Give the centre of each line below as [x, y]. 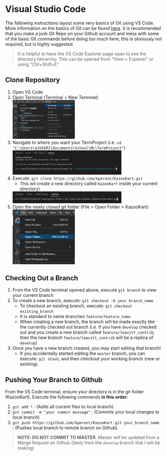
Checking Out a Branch [42, 278]
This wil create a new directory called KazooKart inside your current [89, 183]
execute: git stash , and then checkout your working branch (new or [90, 359]
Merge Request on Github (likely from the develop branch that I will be [89, 443]
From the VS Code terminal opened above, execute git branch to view [84, 290]
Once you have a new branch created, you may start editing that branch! [86, 348]
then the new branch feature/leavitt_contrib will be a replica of [86, 338]
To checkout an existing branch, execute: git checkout [76, 306]
